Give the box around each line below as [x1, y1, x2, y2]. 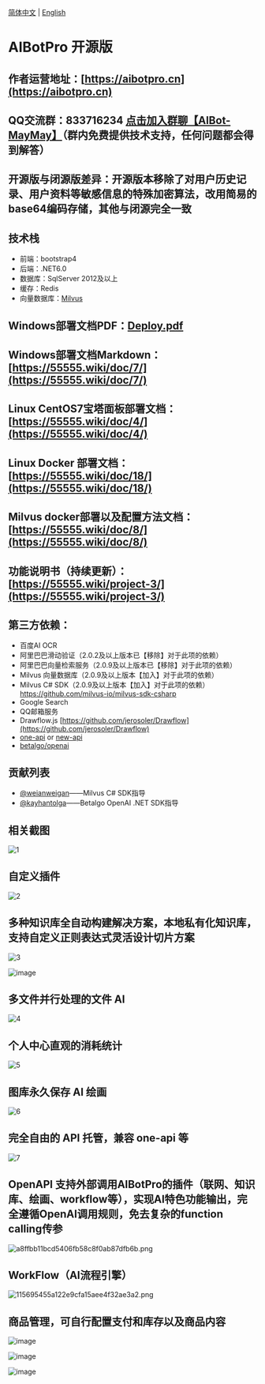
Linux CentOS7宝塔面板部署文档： [8, 402, 177, 416]
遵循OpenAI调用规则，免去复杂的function [18, 1208, 223, 1221]
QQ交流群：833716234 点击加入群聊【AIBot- [8, 114, 231, 127]
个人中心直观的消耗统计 [8, 1039, 122, 1052]
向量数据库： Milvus [19, 294, 83, 303]
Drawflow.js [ [19, 716, 63, 725]
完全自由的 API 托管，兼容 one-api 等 [8, 1131, 189, 1145]
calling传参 [8, 1222, 63, 1235]
